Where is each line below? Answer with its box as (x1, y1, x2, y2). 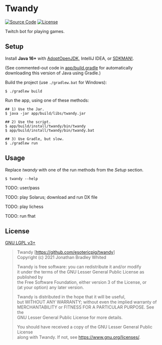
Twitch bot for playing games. (5, 28, 65, 34)
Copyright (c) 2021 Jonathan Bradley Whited (17, 255, 107, 260)
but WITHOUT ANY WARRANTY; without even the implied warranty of (17, 299, 157, 305)
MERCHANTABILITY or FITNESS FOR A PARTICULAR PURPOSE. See (17, 304, 154, 310)
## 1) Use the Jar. (5, 106, 45, 112)
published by (17, 274, 43, 280)
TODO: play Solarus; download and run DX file (5, 194, 98, 200)
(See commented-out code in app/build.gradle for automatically (5, 65, 133, 70)
